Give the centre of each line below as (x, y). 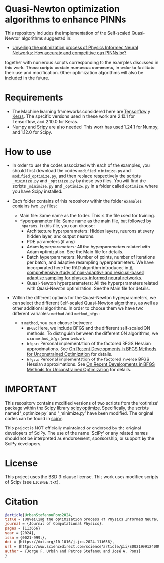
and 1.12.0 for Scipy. (32, 132)
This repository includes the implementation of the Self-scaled (68, 33)
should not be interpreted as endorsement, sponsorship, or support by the (80, 438)
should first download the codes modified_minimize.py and (71, 170)
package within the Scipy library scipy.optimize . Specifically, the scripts (77, 408)
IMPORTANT (31, 389)
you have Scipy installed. (37, 191)
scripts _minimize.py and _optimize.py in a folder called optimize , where (85, 186)
